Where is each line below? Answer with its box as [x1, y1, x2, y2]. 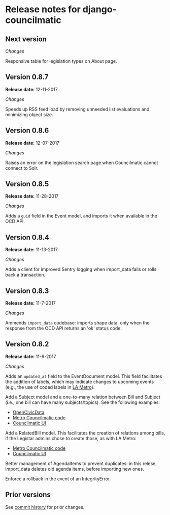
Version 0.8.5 [5, 180, 49, 188]
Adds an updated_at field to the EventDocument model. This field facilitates [5, 373, 162, 379]
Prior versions [5, 491, 51, 499]
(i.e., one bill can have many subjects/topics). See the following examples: [5, 399, 160, 405]
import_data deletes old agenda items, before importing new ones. [5, 466, 145, 472]
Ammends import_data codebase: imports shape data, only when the [5, 320, 150, 326]
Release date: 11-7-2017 [5, 300, 56, 306]
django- [82, 4, 117, 15]
